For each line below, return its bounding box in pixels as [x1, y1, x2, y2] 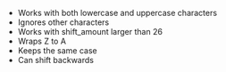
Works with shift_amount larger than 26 [17, 27, 163, 36]
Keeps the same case [17, 45, 97, 56]
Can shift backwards [17, 55, 94, 65]
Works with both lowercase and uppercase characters [17, 8, 217, 18]
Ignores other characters [17, 17, 110, 28]
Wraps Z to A [17, 36, 67, 46]
